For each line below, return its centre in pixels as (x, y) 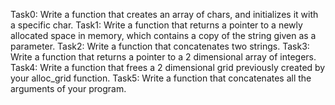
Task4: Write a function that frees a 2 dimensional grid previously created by (168, 67)
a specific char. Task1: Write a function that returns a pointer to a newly (156, 25)
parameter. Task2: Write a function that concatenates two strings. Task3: (160, 46)
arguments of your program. (68, 88)
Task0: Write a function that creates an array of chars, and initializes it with (164, 14)
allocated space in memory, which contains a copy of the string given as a (163, 35)
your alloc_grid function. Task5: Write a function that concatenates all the (161, 78)
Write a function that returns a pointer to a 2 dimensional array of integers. (163, 57)
